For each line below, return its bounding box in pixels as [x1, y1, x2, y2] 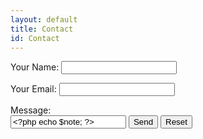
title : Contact [10, 24, 74, 34]
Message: [10, 104, 52, 116]
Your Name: [10, 61, 60, 73]
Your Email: [10, 83, 57, 95]
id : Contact [10, 33, 60, 43]
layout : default [10, 14, 78, 25]
